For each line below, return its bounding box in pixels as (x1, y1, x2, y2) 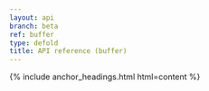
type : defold (9, 38, 59, 48)
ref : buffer (9, 30, 54, 39)
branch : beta (9, 22, 59, 31)
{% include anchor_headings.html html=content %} (9, 71, 201, 82)
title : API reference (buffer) (9, 47, 128, 56)
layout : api (9, 13, 54, 23)
